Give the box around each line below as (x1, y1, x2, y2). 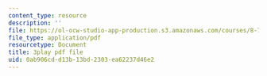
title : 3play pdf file (8, 48, 83, 56)
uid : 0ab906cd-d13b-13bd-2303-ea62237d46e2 (8, 56, 155, 64)
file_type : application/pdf (8, 33, 102, 42)
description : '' (8, 19, 62, 27)
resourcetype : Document (8, 41, 87, 49)
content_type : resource (8, 11, 87, 20)
